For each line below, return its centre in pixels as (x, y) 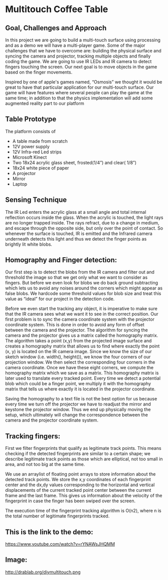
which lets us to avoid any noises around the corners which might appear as (84, 288)
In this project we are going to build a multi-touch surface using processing (83, 40)
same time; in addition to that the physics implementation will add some (79, 98)
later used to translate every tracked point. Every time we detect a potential (83, 378)
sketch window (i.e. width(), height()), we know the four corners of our (78, 357)
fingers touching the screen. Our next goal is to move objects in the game (81, 67)
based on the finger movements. (39, 72)
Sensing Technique (36, 200)
